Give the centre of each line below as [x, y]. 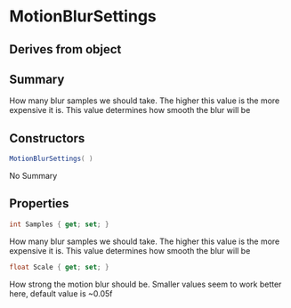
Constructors [47, 138]
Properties [39, 203]
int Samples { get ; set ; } [59, 224]
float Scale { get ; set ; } [59, 267]
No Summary [33, 176]
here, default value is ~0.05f [61, 293]
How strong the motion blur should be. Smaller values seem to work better [145, 284]
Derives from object [65, 49]
